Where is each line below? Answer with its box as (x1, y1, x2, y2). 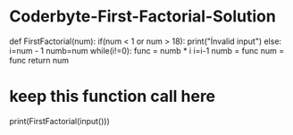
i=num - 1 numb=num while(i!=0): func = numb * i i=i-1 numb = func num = (9, 45, 284, 55)
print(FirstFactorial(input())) (9, 115, 110, 126)
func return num (9, 55, 70, 65)
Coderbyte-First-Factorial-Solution (9, 6, 277, 27)
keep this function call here (9, 87, 216, 106)
